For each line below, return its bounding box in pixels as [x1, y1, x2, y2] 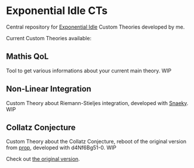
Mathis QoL [6, 51, 49, 62]
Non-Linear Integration [6, 84, 92, 94]
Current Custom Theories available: [6, 34, 92, 41]
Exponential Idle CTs [6, 4, 108, 17]
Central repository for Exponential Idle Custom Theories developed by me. [6, 23, 185, 30]
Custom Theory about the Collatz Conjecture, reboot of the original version [6, 138, 187, 145]
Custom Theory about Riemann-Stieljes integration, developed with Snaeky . [6, 99, 189, 106]
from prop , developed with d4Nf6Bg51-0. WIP [6, 144, 117, 151]
